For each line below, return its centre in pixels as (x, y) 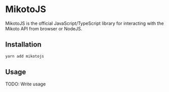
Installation (23, 45)
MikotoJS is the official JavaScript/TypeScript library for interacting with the (84, 23)
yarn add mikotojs (25, 56)
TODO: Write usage (26, 84)
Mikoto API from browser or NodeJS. (44, 28)
